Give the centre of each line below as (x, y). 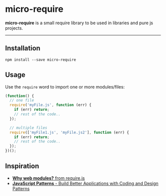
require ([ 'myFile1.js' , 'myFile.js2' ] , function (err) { (69, 132)
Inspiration (22, 166)
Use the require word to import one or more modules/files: (65, 87)
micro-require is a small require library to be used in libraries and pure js (79, 23)
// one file (22, 100)
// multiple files (29, 128)
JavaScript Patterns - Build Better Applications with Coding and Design (85, 183)
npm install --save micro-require (41, 60)
